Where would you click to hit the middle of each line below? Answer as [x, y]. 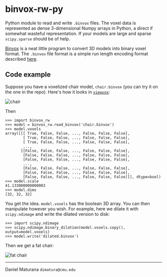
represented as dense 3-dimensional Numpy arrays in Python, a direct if [79, 28]
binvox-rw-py [34, 9]
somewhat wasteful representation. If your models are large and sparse [78, 33]
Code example [28, 75]
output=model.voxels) [28, 232]
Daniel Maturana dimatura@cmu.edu [41, 269]
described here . [21, 59]
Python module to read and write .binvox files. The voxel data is [71, 23]
